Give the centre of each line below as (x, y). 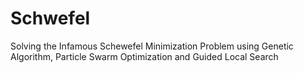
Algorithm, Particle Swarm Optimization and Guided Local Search (144, 56)
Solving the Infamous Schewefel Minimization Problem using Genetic (152, 46)
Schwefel (50, 18)
